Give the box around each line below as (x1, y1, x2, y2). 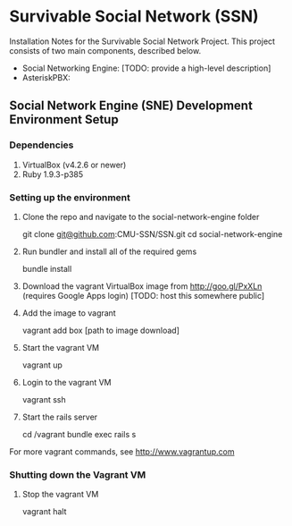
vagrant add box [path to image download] (21, 325, 180, 335)
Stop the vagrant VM (21, 489, 99, 500)
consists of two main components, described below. (9, 45, 202, 55)
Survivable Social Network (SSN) (9, 6, 259, 27)
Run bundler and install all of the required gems (21, 246, 197, 257)
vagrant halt (21, 506, 67, 517)
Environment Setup (9, 112, 119, 127)
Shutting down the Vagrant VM (9, 468, 146, 480)
